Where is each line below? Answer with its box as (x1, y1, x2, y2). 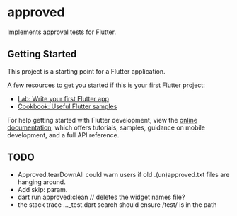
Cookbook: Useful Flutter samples (17, 102, 117, 110)
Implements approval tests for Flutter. (7, 28, 117, 36)
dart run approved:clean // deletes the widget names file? (17, 193, 185, 201)
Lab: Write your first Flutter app (17, 94, 110, 103)
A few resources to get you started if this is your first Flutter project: (7, 81, 205, 89)
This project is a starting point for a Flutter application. (7, 67, 166, 75)
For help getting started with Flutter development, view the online (7, 115, 198, 124)
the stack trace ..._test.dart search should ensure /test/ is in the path (17, 200, 217, 209)
